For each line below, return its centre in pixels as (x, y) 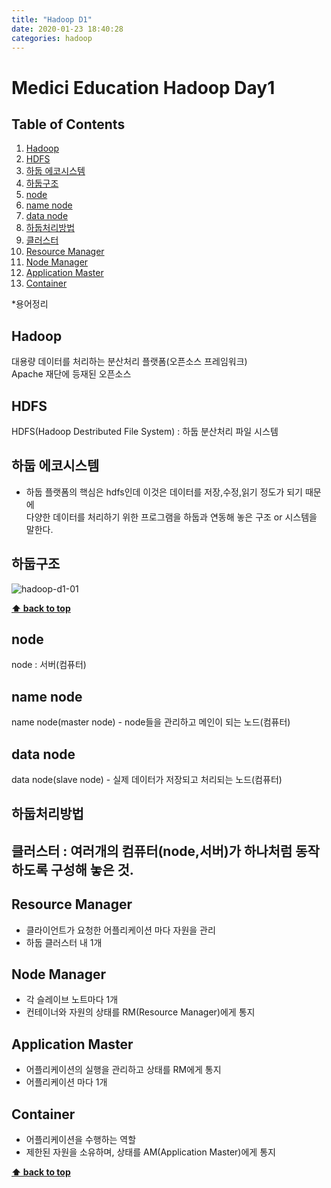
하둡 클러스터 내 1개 (64, 942)
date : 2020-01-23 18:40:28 (67, 29)
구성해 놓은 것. (92, 869)
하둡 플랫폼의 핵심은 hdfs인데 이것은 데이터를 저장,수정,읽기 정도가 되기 (164, 492)
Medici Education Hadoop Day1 (143, 87)
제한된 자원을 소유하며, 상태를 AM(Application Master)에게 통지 (150, 1152)
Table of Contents (68, 124)
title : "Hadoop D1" (52, 19)
